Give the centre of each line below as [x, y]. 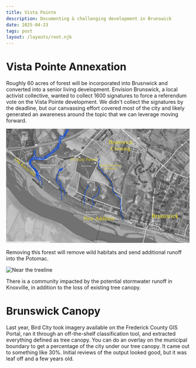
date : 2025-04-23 [27, 25]
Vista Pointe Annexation [66, 67]
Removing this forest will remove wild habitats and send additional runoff [94, 252]
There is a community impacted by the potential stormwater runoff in [89, 281]
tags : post [19, 31]
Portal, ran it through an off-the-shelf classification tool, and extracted [91, 333]
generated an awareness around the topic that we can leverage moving [92, 114]
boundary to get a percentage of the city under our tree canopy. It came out [98, 346]
